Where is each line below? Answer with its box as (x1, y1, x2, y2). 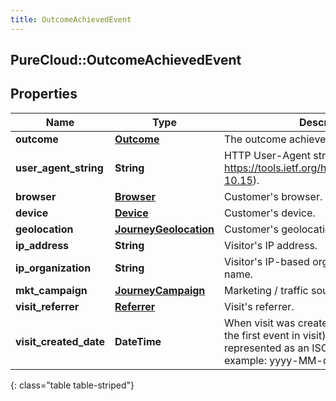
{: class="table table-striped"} (10, 379, 135, 391)
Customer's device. (223, 206, 316, 220)
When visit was (223, 316, 296, 330)
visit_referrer (15, 299, 80, 313)
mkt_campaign (15, 283, 88, 297)
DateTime (114, 334, 162, 348)
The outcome (223, 132, 287, 146)
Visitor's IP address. (223, 238, 318, 252)
